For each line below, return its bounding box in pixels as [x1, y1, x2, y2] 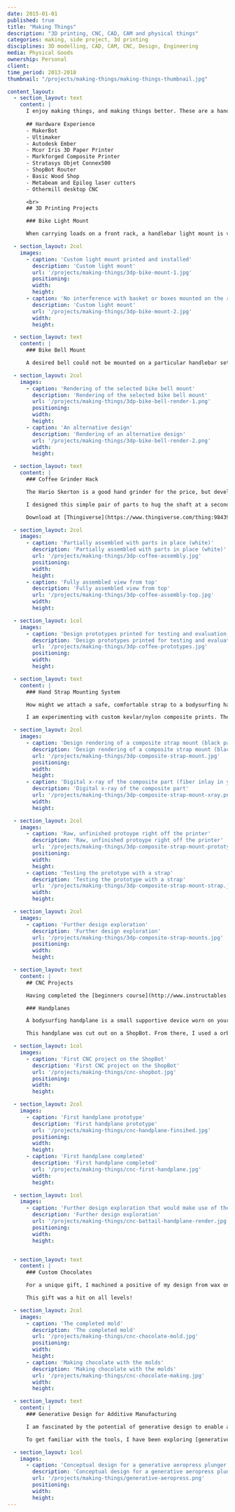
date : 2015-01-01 [7, 10, 58, 18]
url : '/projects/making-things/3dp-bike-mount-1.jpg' [32, 269, 192, 276]
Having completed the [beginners [25, 992, 124, 999]
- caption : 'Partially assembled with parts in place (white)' [25, 539, 215, 547]
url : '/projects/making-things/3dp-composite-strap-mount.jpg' [32, 752, 220, 760]
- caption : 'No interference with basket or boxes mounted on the [25, 295, 224, 302]
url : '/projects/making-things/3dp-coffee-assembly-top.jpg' [32, 591, 215, 599]
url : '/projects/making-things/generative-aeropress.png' [32, 1475, 205, 1482]
